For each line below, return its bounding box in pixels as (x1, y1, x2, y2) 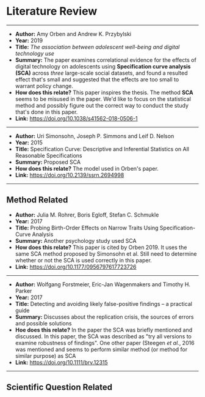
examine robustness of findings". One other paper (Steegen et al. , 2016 (15, 339, 195, 346)
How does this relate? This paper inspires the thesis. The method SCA (15, 89, 193, 96)
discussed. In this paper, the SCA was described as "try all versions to (15, 332, 192, 340)
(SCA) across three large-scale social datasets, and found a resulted (15, 69, 188, 76)
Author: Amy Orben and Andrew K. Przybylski (15, 30, 132, 37)
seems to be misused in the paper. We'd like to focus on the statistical (15, 95, 191, 102)
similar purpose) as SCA (15, 352, 76, 359)
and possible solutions (15, 319, 72, 327)
